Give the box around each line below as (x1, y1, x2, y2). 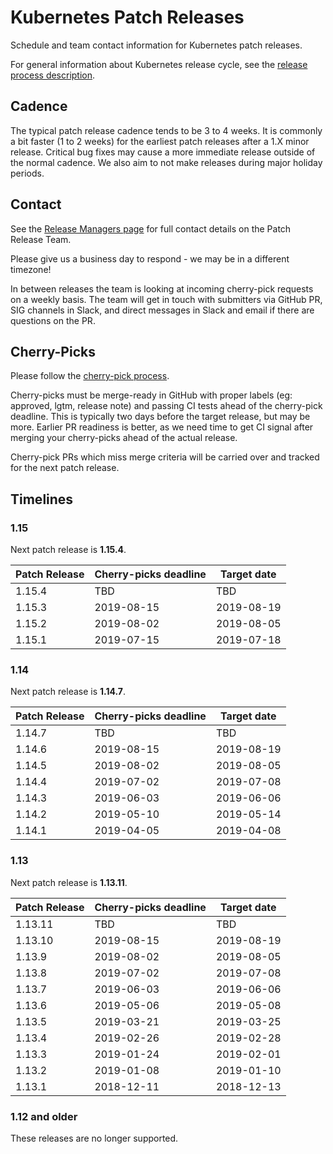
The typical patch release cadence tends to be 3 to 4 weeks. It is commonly (10, 124, 323, 136)
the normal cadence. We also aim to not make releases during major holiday (10, 156, 323, 168)
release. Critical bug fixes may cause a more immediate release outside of (10, 146, 316, 158)
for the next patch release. (10, 462, 120, 474)
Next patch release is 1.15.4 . (10, 544, 127, 556)
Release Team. (10, 233, 72, 245)
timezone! (10, 263, 52, 275)
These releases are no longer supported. (10, 1132, 179, 1144)
